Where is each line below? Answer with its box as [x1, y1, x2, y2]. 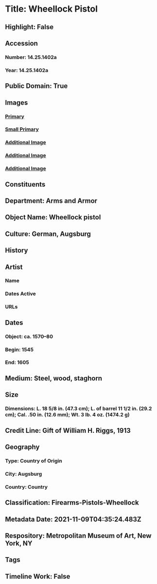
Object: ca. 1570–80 [5, 333, 53, 340]
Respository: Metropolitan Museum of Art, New [5, 531, 152, 540]
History [5, 247, 28, 255]
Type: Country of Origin [5, 457, 62, 464]
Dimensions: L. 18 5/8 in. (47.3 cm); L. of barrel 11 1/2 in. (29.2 [5, 405, 152, 412]
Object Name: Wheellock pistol [5, 213, 101, 222]
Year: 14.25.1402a [5, 67, 49, 73]
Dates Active [5, 290, 36, 297]
